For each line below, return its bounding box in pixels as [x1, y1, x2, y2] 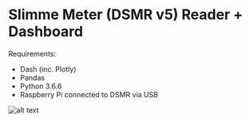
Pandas [19, 73, 46, 82]
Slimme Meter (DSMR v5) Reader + [8, 6, 244, 24]
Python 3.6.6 [19, 81, 62, 91]
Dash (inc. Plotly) [19, 64, 77, 73]
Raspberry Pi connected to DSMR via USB [19, 89, 158, 99]
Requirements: [8, 49, 56, 58]
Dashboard [8, 22, 84, 41]
